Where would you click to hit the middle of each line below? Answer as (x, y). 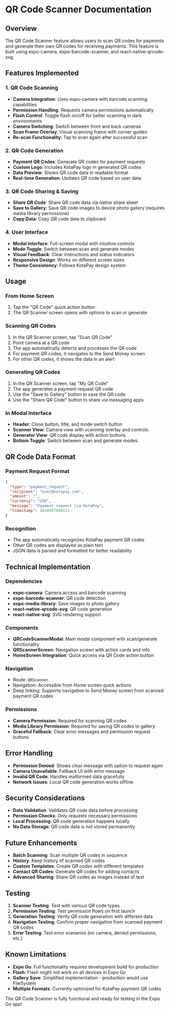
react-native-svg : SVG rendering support (57, 614)
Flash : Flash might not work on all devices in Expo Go (69, 972)
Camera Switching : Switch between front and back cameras (77, 126)
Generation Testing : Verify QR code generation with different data (83, 916)
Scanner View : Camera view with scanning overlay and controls (80, 430)
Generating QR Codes (33, 372)
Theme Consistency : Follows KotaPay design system (69, 265)
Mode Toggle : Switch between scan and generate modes (73, 249)
